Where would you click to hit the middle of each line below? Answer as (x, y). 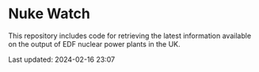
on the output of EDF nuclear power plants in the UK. (94, 44)
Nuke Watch (50, 14)
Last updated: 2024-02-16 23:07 (62, 59)
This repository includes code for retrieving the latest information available (130, 36)
